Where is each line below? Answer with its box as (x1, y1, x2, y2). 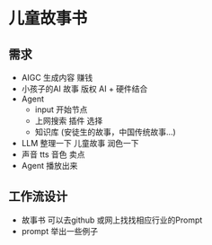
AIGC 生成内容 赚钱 (21, 73, 93, 83)
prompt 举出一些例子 (21, 225, 99, 236)
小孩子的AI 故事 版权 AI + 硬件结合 (21, 83, 148, 94)
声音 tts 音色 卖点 (21, 149, 86, 160)
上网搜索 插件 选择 (34, 116, 103, 126)
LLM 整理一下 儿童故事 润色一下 (21, 138, 140, 148)
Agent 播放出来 (21, 161, 78, 171)
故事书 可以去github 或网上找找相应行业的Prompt (21, 214, 203, 225)
